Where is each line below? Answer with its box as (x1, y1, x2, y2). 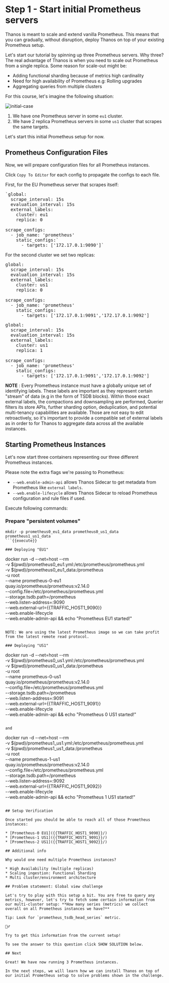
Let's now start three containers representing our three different (5, 454, 139, 460)
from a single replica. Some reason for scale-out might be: (5, 63, 127, 69)
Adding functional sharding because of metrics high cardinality (12, 72, 144, 78)
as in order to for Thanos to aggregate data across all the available (5, 420, 144, 426)
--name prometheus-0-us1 (5, 673, 61, 679)
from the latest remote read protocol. (5, 634, 90, 639)
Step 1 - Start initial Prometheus (5, 4, 141, 15)
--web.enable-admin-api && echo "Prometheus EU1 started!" (5, 615, 133, 621)
